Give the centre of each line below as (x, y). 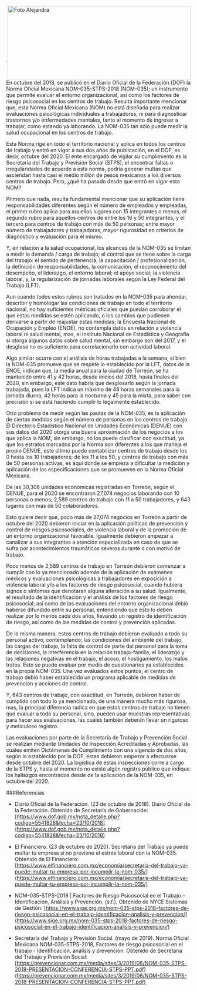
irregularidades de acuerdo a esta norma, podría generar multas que (89, 169)
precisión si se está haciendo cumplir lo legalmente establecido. (84, 402)
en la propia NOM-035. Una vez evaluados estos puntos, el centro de (90, 671)
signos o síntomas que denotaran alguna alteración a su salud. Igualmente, (96, 591)
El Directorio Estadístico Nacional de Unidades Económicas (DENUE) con (94, 426)
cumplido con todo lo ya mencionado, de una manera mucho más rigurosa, (97, 701)
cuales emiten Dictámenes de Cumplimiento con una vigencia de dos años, (97, 750)
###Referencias (26, 793)
